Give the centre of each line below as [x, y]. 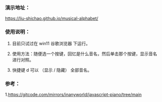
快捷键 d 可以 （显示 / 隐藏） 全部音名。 [52, 70]
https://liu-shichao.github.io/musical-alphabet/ [52, 18]
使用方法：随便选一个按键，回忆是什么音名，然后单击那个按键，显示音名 [84, 54]
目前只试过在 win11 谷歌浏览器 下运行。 [51, 43]
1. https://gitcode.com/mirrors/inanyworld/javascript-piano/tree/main [73, 94]
